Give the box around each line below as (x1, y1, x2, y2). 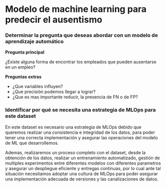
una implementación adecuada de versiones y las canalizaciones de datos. (5, 176, 159, 182)
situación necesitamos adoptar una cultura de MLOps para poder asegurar (5, 171, 158, 177)
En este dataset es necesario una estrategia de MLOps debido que (5, 124, 142, 130)
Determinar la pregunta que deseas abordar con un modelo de (5, 32, 158, 39)
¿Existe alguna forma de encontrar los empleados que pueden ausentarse (5, 59, 157, 65)
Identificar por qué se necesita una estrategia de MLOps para (5, 106, 156, 113)
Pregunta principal (5, 49, 45, 55)
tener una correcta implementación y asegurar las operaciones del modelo (5, 134, 158, 140)
